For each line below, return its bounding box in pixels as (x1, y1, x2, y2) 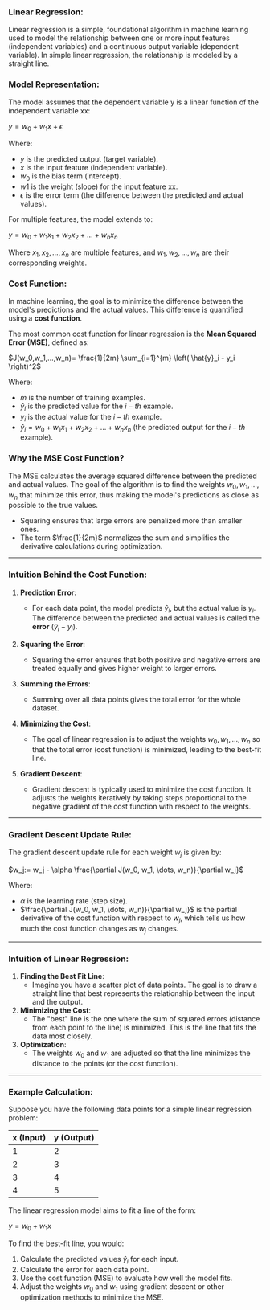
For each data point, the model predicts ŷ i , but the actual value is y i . (31, 603, 256, 615)
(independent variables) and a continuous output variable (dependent (8, 42, 239, 51)
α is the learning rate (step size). (19, 896, 128, 906)
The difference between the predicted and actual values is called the (31, 613, 260, 623)
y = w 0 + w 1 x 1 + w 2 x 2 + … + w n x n (8, 230, 118, 241)
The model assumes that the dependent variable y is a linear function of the (8, 97, 260, 107)
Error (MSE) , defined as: (8, 338, 90, 347)
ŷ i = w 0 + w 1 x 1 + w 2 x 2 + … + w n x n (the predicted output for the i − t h (19, 422, 246, 434)
